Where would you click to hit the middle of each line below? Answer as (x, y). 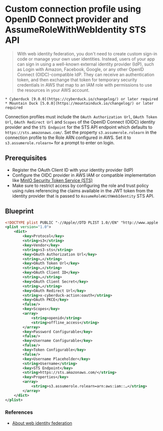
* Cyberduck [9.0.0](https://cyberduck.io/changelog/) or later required (82, 99)
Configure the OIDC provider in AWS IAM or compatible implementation (84, 175)
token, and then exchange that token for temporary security (77, 80)
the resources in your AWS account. (53, 90)
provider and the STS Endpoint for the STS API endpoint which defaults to (79, 127)
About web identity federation (42, 423)
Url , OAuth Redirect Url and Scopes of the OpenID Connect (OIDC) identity (80, 122)
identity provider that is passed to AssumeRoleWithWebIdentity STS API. (83, 196)
